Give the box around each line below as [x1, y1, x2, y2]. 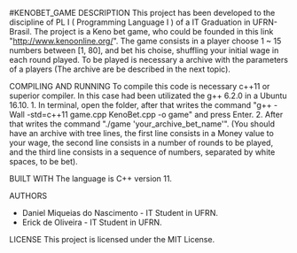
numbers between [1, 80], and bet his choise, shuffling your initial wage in [9, 45, 279, 56]
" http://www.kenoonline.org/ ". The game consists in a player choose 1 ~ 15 [9, 35, 282, 46]
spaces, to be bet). [9, 157, 78, 166]
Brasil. [9, 27, 33, 36]
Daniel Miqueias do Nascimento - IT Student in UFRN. [21, 208, 219, 218]
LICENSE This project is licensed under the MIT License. [9, 234, 215, 244]
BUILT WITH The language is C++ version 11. [9, 173, 173, 184]
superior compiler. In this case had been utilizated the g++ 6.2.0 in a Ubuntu [9, 90, 287, 101]
